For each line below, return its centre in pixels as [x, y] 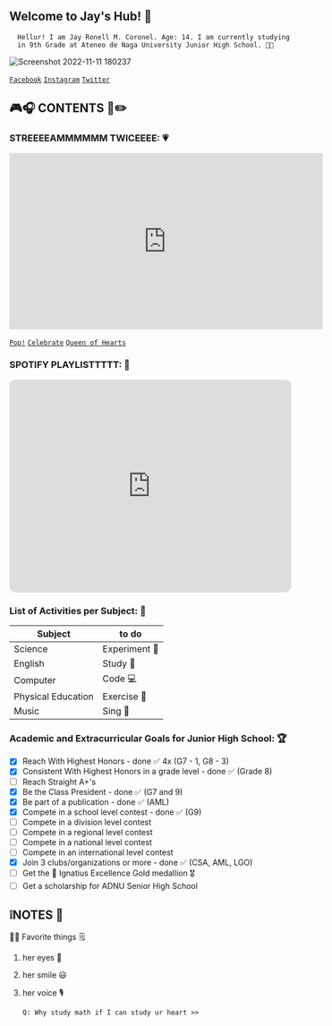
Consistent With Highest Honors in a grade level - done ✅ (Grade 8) [147, 772]
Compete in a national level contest [87, 842]
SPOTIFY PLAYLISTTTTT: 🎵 [70, 365]
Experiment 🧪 [131, 649]
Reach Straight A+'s [59, 782]
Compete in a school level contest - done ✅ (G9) [112, 812]
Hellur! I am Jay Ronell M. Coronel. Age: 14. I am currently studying [154, 37]
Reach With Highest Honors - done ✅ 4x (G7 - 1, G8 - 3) [126, 761]
